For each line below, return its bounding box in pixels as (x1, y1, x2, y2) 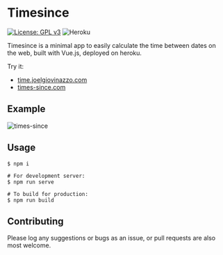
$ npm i (7, 160, 30, 167)
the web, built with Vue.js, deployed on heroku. (7, 49, 142, 57)
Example (7, 103, 46, 115)
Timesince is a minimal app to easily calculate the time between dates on (7, 41, 217, 49)
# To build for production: (7, 190, 89, 197)
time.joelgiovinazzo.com (17, 75, 88, 84)
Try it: (7, 62, 24, 70)
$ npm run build (7, 197, 54, 204)
